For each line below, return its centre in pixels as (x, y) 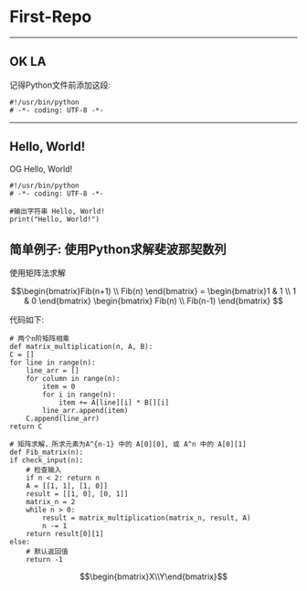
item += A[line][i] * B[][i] (114, 403)
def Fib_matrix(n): (47, 453)
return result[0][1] (65, 534)
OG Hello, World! (41, 169)
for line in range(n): (53, 363)
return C (26, 427)
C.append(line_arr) (63, 419)
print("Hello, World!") (55, 219)
